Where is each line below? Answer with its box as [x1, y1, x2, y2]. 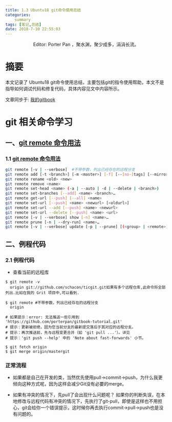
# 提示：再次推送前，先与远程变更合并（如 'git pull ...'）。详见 [5, 330, 131, 335]
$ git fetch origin [5, 344, 47, 350]
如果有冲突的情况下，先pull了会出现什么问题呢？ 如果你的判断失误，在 [12, 392, 161, 398]
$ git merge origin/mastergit [5, 349, 70, 354]
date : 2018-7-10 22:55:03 [5, 27, 60, 32]
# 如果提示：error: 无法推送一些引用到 [5, 315, 79, 320]
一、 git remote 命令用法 [5, 138, 81, 147]
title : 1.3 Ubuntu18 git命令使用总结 [5, 7, 81, 13]
